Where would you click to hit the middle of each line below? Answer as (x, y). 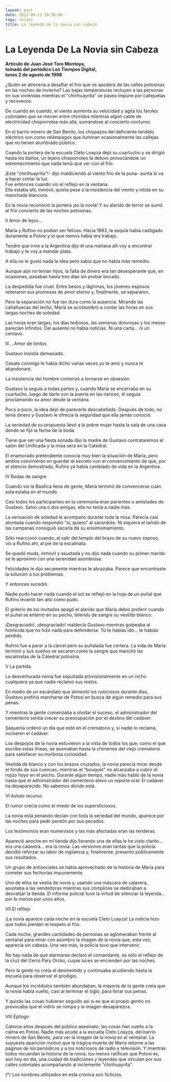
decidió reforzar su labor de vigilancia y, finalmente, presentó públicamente (85, 852)
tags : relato (19, 19)
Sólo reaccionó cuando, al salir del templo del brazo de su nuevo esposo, (82, 538)
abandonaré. (19, 369)
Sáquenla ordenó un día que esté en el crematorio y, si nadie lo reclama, (81, 728)
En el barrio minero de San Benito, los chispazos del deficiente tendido (80, 132)
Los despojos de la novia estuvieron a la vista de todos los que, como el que (86, 743)
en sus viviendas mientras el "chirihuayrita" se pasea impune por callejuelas (86, 96)
